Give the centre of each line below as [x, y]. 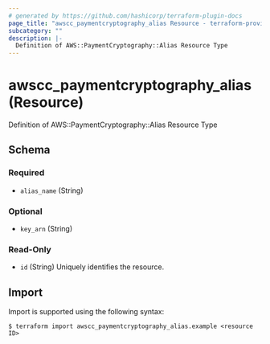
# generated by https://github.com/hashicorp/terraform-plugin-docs [125, 16]
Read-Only [30, 249]
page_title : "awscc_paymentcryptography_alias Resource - [107, 23]
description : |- [35, 38]
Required [27, 173]
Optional [25, 211]
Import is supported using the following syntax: [86, 312]
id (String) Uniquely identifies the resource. [92, 267]
